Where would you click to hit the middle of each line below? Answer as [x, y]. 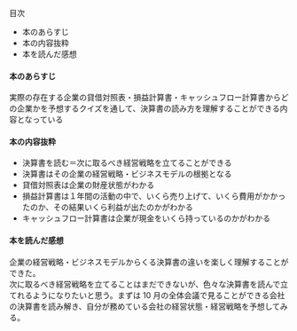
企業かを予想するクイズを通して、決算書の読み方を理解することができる [148, 108]
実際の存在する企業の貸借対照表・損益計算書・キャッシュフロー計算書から [145, 98]
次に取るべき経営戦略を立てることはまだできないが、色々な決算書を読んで [145, 284]
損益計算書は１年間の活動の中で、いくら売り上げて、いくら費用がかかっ [154, 196]
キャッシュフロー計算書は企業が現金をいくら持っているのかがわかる [146, 218]
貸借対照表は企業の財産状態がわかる [88, 185]
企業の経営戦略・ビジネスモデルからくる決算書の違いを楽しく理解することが [149, 262]
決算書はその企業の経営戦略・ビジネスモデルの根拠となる [127, 174]
